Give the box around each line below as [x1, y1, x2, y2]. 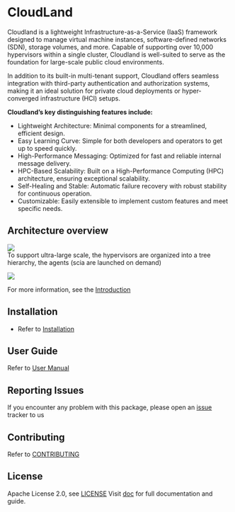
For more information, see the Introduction [7, 285, 131, 294]
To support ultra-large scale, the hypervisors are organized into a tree [7, 251, 211, 259]
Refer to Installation [17, 324, 74, 333]
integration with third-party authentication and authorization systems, [7, 79, 210, 87]
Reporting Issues [7, 384, 84, 397]
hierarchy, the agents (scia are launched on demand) [7, 258, 161, 266]
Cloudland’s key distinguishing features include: [7, 108, 154, 116]
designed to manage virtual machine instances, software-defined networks [7, 35, 227, 43]
